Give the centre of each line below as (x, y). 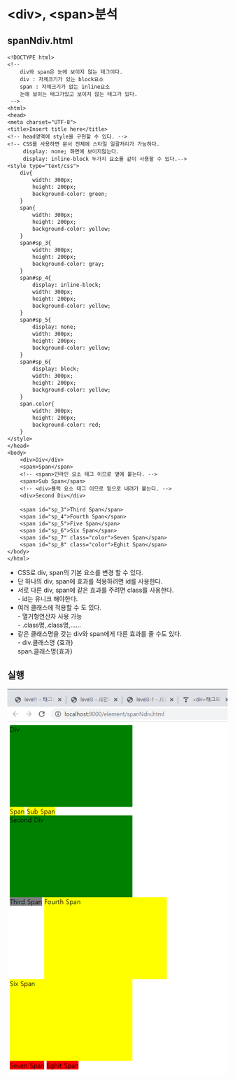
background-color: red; (67, 425)
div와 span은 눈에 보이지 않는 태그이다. (71, 72)
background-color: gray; (69, 264)
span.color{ (37, 404)
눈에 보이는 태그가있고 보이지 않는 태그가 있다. (79, 94)
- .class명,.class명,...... (49, 625)
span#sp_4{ (36, 278)
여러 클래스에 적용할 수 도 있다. (59, 607)
